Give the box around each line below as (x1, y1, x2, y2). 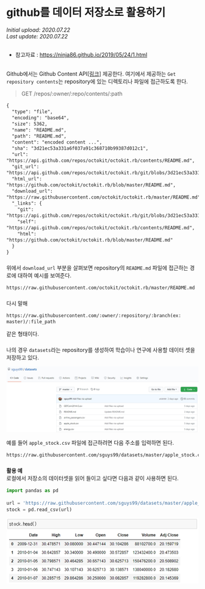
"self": (17, 218, 37, 225)
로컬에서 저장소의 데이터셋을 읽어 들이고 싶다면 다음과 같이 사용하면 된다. (6, 474, 179, 481)
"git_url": (12, 163, 40, 170)
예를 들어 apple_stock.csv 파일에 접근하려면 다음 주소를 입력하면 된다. (6, 439, 174, 446)
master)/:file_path (6, 318, 56, 324)
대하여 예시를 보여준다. (17, 271, 72, 279)
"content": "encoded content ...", (12, 139, 103, 145)
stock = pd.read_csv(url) (6, 507, 72, 513)
